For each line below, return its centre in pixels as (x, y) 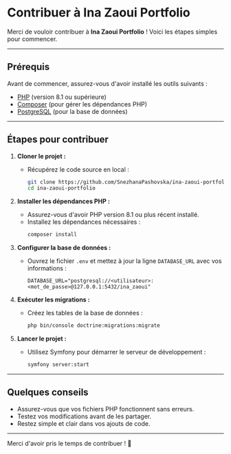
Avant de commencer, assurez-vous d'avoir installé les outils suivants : (107, 83)
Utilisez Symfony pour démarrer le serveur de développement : (117, 352)
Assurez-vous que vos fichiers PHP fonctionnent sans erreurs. (106, 409)
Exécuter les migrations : (54, 299)
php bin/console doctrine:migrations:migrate (93, 326)
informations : (47, 269)
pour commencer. (32, 38)
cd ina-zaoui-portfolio (62, 188)
